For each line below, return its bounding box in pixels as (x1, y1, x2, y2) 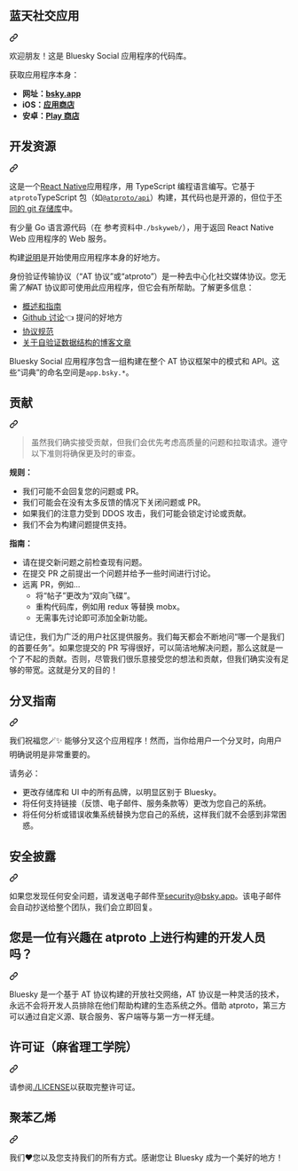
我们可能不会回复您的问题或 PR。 (21, 486, 144, 497)
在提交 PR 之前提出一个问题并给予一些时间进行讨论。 (21, 568, 216, 579)
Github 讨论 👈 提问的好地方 (21, 312, 123, 323)
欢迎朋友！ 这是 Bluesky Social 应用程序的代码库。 (9, 50, 192, 60)
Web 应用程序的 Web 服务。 (9, 233, 112, 243)
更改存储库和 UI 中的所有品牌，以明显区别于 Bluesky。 (21, 787, 222, 798)
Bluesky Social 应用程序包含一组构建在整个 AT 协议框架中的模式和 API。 (9, 355, 272, 366)
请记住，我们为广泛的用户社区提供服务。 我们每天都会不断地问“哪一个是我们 (9, 632, 286, 642)
